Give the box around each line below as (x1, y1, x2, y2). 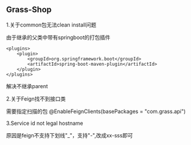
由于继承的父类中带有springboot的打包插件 (6, 34, 111, 41)
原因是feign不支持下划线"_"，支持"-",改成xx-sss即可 (6, 131, 133, 138)
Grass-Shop (6, 5, 52, 15)
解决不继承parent (6, 82, 48, 89)
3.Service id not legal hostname (6, 120, 83, 127)
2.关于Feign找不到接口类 (6, 95, 66, 102)
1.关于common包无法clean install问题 (6, 21, 96, 28)
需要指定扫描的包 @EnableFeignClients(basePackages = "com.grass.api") (6, 108, 186, 115)
